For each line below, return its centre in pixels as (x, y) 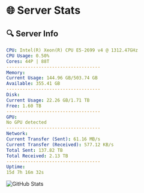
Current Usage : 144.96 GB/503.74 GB (52, 78)
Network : (17, 134)
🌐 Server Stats (43, 10)
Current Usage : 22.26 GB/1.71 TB (48, 100)
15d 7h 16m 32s (25, 173)
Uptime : (16, 167)
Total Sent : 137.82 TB (34, 150)
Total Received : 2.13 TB (37, 156)
